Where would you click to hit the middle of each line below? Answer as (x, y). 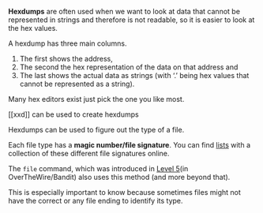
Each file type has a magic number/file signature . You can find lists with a (130, 145)
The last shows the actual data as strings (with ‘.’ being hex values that (134, 75)
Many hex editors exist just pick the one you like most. (96, 99)
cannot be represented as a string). (77, 84)
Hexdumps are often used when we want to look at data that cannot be (124, 11)
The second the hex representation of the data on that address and (129, 67)
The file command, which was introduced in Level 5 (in (98, 168)
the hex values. (33, 28)
